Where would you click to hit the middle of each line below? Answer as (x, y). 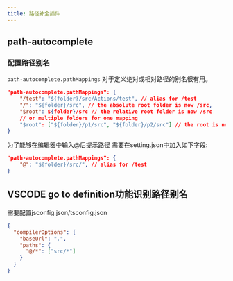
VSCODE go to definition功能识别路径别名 (98, 195)
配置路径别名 (29, 62)
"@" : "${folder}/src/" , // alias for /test (84, 165)
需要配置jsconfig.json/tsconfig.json (57, 212)
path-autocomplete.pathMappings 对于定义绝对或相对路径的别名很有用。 (109, 79)
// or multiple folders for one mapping (79, 118)
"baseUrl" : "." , (43, 239)
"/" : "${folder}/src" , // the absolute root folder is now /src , (116, 105)
